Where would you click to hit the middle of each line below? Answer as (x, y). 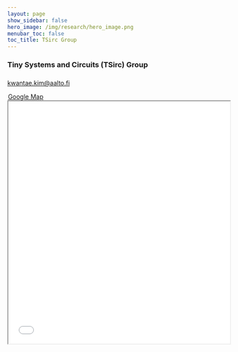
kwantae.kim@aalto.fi (39, 83)
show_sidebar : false (38, 20)
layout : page (26, 14)
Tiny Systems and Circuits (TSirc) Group (78, 65)
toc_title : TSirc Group (42, 40)
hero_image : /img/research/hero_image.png (70, 27)
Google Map (26, 97)
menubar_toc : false (36, 34)
